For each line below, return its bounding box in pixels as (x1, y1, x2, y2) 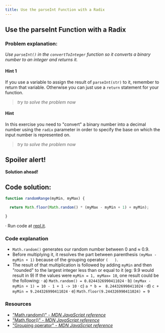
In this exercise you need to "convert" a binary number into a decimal (5, 121, 146, 127)
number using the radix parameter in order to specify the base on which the (5, 126, 161, 132)
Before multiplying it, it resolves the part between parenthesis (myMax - (12, 252, 157, 258)
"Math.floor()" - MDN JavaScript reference (12, 317, 100, 323)
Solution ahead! (5, 169, 39, 175)
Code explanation (5, 235, 48, 242)
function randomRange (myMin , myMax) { (5, 196, 85, 201)
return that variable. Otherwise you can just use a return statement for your (5, 84, 159, 90)
